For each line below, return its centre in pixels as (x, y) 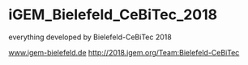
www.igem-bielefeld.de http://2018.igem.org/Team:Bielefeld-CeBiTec (124, 52)
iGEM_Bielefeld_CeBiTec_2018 (113, 15)
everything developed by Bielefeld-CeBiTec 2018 (90, 37)
